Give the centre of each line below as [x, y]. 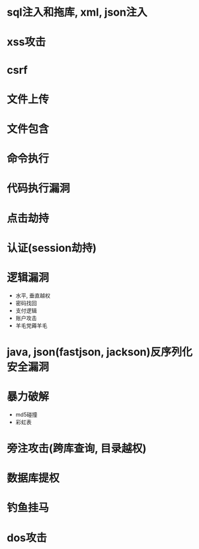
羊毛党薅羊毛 [31, 326]
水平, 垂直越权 [33, 296]
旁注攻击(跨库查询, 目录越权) [77, 448]
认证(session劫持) [52, 248]
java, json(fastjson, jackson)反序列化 [100, 352]
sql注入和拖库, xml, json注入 [77, 12]
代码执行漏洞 [39, 188]
